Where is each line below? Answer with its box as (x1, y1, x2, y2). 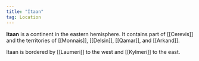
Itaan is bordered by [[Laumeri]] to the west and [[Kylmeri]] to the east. (6, 48, 181, 55)
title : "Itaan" (6, 8, 44, 15)
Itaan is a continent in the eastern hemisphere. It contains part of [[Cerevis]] (6, 30, 194, 37)
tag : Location (6, 14, 42, 20)
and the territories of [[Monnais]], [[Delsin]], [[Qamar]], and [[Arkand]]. (6, 37, 180, 44)
